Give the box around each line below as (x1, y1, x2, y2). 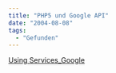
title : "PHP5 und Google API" (8, 11, 110, 20)
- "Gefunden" (15, 33, 59, 42)
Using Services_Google (8, 56, 86, 65)
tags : (8, 26, 26, 34)
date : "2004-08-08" (8, 19, 74, 27)
